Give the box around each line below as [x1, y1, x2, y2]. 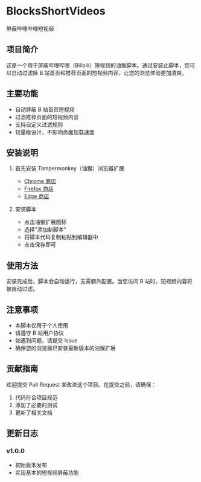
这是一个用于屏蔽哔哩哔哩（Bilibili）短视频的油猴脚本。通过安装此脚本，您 [6, 62, 190, 69]
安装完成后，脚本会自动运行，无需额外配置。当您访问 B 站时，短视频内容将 [6, 278, 193, 285]
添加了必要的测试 [14, 401, 58, 408]
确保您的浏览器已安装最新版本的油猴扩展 [14, 344, 116, 352]
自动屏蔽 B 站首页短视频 [14, 106, 75, 113]
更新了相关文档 [14, 409, 53, 416]
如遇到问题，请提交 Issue [14, 337, 78, 344]
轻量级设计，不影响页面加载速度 [14, 128, 95, 135]
